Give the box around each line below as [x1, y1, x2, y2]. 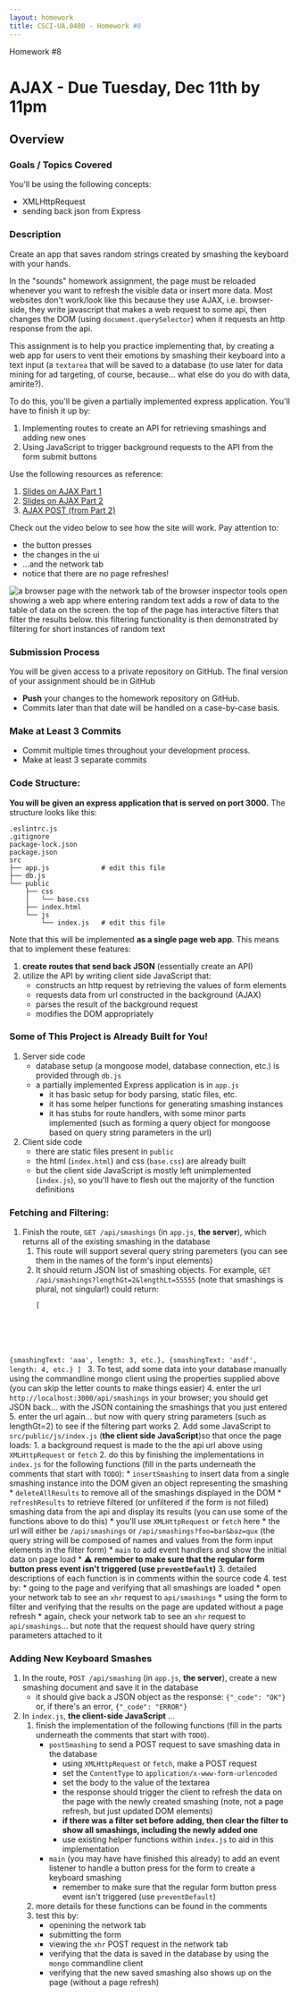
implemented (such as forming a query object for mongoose [48, 1117, 270, 1128]
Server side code [21, 1051, 86, 1062]
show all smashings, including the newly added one [62, 1825, 259, 1836]
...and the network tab [21, 559, 104, 569]
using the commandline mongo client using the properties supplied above [9, 1373, 280, 1384]
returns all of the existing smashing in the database [21, 1236, 212, 1247]
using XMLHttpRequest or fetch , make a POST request [62, 1758, 257, 1769]
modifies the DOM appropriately [35, 1008, 154, 1019]
